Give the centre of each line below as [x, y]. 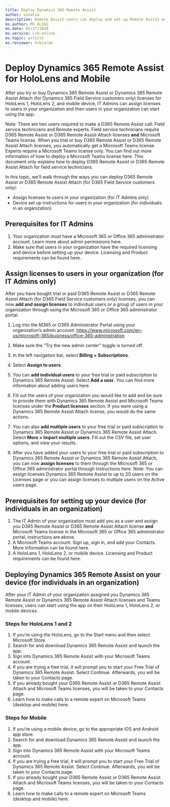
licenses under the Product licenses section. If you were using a [80, 406]
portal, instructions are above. [44, 537]
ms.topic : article [25, 38]
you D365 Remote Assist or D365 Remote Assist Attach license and [83, 526]
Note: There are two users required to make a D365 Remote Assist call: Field [85, 124]
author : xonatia [22, 15]
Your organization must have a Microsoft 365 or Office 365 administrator [88, 236]
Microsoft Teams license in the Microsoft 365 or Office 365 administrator [89, 532]
